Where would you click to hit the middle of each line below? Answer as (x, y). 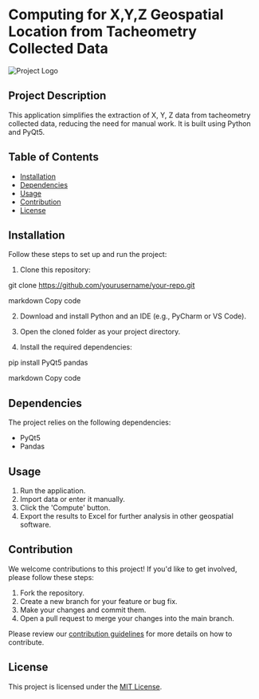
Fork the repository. (52, 593)
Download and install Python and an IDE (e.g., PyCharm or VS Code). (133, 316)
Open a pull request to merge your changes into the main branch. (127, 618)
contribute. (26, 642)
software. (35, 525)
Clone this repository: (55, 270)
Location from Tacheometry (103, 32)
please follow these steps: (51, 577)
